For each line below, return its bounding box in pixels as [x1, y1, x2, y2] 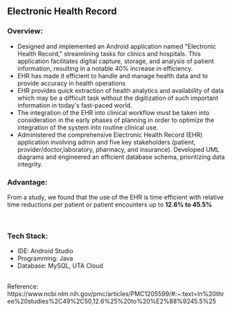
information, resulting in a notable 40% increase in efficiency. [17, 64, 193, 72]
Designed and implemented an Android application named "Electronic [17, 42, 217, 51]
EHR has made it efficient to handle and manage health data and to [17, 71, 208, 80]
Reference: [7, 282, 39, 291]
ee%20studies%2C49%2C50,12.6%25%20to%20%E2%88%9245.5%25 [7, 297, 217, 306]
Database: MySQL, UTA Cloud [17, 261, 104, 270]
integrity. [17, 159, 43, 168]
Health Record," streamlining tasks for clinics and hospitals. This [17, 49, 201, 58]
